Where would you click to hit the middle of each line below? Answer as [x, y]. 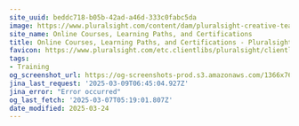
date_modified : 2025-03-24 [59, 108]
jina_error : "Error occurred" [65, 91]
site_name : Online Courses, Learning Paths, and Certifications [131, 34]
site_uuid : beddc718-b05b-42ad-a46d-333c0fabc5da [103, 17]
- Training [29, 67]
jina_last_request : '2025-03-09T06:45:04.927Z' [99, 83]
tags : [19, 59]
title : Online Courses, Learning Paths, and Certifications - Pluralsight [151, 42]
